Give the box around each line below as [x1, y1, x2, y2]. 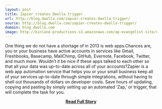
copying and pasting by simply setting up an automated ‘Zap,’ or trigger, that [5, 84, 157, 90]
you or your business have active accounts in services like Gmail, [5, 48, 135, 54]
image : [5, 30, 18, 34]
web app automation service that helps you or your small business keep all [5, 69, 153, 74]
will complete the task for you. [5, 89, 65, 95]
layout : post [5, 7, 31, 12]
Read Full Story [65, 99, 97, 104]
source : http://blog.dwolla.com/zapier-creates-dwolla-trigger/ [5, 20, 137, 26]
